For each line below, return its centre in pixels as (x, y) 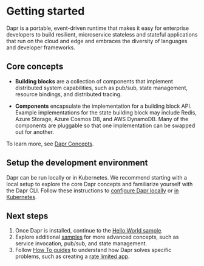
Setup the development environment (77, 163)
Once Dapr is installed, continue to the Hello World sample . (89, 231)
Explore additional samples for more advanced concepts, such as (97, 237)
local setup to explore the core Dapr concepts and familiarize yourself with (100, 184)
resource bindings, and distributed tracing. (68, 94)
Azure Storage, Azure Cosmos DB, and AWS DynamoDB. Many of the (102, 119)
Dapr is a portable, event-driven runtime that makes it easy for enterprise (98, 28)
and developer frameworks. (41, 47)
